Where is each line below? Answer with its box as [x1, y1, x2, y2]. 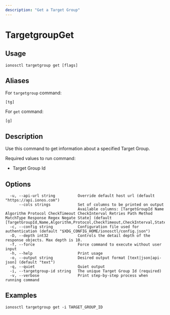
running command [5, 278, 39, 283]
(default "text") [18, 260, 56, 265]
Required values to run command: [5, 155, 76, 162]
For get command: [5, 108, 44, 114]
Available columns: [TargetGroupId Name [77, 207, 164, 212]
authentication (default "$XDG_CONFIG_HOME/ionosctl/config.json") [5, 229, 151, 234]
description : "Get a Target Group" [5, 7, 80, 13]
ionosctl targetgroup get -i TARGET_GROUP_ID [5, 304, 103, 309]
